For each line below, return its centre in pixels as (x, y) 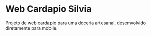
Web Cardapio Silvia (48, 9)
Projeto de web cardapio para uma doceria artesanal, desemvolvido (76, 23)
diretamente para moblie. (31, 28)
